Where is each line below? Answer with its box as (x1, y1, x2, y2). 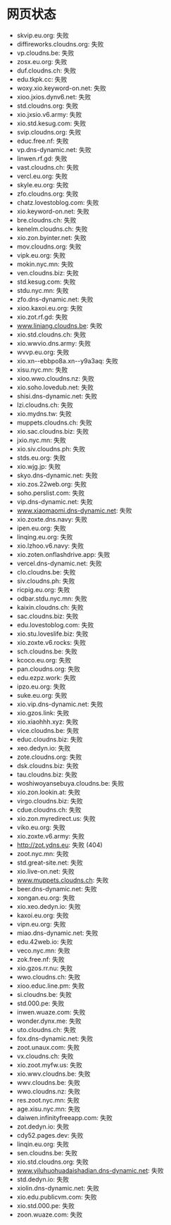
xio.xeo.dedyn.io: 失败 (16, 902, 82, 910)
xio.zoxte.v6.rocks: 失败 (16, 638, 87, 646)
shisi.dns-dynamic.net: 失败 (16, 391, 98, 400)
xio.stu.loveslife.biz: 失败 (16, 629, 89, 638)
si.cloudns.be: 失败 (16, 990, 72, 998)
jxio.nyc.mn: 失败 (16, 436, 66, 444)
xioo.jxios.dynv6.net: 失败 (16, 92, 91, 101)
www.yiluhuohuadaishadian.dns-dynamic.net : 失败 (16, 1166, 164, 1174)
